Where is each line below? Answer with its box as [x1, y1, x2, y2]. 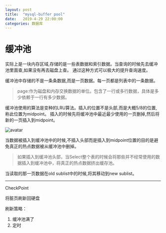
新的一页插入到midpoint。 [5, 117, 58, 123]
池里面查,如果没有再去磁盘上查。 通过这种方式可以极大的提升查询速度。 [5, 67, 151, 73]
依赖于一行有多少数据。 [21, 94, 70, 100]
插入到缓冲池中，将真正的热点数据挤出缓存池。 [21, 160, 117, 166]
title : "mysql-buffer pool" [5, 12, 65, 17]
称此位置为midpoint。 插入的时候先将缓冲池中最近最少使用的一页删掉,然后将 [5, 111, 160, 117]
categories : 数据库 [5, 21, 43, 26]
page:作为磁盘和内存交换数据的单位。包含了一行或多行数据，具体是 [17, 88, 155, 94]
